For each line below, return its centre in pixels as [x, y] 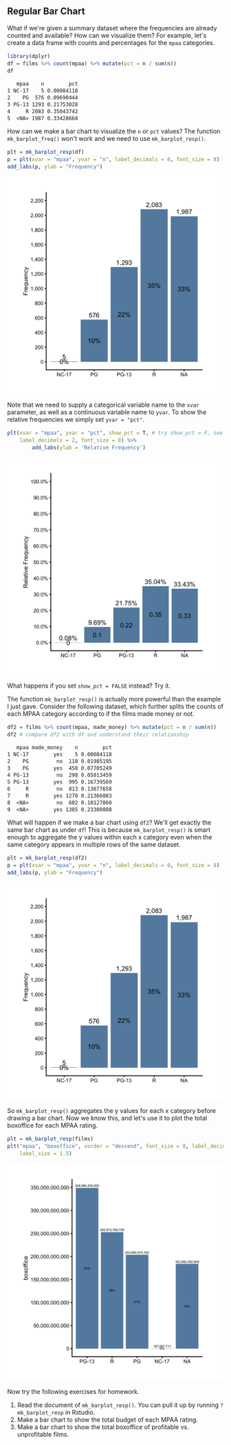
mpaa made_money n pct [64, 748]
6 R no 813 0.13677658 [59, 789]
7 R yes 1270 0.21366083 [59, 796]
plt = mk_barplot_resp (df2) [47, 858]
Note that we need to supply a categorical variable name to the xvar [103, 405]
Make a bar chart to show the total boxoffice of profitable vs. [103, 1427]
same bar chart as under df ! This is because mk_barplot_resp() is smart [109, 830]
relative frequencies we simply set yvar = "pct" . [76, 420]
